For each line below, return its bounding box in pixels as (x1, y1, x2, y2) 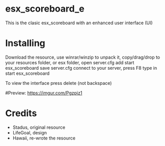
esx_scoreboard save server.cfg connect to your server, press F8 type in (5, 65, 157, 71)
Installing (5, 37, 46, 49)
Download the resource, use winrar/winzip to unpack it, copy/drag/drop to (5, 54, 160, 60)
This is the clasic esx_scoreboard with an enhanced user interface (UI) (5, 20, 153, 26)
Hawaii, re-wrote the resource (12, 135, 76, 141)
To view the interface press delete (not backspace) (5, 80, 112, 86)
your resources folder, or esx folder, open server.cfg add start (5, 59, 135, 66)
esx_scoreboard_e (5, 3, 85, 15)
